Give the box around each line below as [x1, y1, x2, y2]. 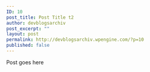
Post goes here [6, 58, 44, 66]
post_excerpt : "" [6, 25, 50, 32]
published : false [6, 43, 50, 49]
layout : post [6, 31, 39, 37]
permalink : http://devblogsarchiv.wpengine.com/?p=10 [6, 37, 145, 43]
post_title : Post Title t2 [6, 14, 74, 20]
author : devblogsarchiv [6, 20, 66, 26]
